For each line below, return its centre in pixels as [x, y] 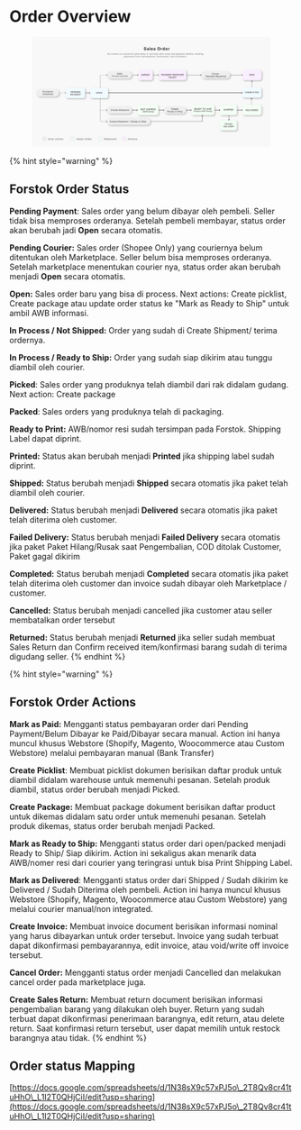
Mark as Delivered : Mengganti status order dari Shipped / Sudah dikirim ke [149, 879]
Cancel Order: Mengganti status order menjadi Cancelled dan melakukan [146, 972]
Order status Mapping [73, 1066]
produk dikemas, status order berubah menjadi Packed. [112, 825]
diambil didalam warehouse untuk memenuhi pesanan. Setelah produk [140, 779]
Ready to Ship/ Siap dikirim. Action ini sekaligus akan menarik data [133, 852]
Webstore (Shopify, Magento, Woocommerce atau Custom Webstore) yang [148, 899]
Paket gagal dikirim [45, 556]
